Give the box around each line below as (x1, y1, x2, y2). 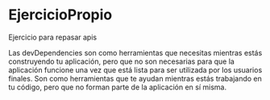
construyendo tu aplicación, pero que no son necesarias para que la (8, 56, 235, 66)
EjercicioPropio (8, 6, 113, 24)
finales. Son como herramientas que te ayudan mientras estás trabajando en (8, 73, 262, 83)
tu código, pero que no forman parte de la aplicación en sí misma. (8, 82, 227, 92)
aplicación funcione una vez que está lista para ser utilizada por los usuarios (8, 65, 263, 74)
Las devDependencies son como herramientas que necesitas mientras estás (8, 48, 263, 57)
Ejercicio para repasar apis (8, 32, 98, 42)
